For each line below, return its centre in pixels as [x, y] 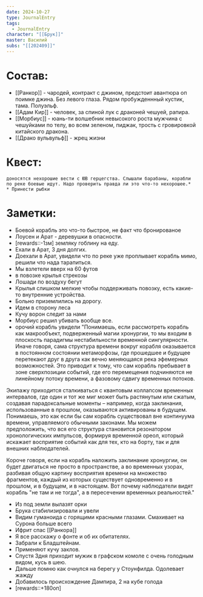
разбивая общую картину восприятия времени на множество [87, 473]
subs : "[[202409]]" [31, 46]
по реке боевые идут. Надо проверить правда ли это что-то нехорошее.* [98, 184]
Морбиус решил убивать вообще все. [64, 320]
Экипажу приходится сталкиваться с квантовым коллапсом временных [100, 390]
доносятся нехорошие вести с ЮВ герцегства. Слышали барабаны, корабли [98, 179]
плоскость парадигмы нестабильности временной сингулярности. [102, 339]
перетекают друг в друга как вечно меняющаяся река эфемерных [101, 359]
